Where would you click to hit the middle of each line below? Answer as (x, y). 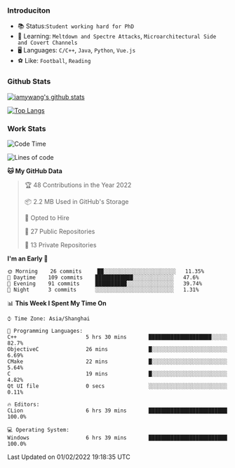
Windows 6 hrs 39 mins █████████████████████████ (117, 438)
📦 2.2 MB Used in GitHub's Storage (76, 201)
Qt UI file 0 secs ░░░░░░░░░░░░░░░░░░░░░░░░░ (117, 386)
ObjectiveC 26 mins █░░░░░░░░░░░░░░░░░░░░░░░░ (117, 349)
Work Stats (27, 128)
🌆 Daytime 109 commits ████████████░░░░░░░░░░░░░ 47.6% (103, 277)
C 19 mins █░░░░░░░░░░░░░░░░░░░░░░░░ (117, 373)
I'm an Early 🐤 (28, 259)
